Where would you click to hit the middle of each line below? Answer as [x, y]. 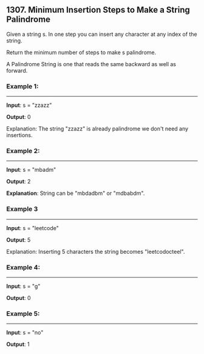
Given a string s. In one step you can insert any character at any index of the [102, 34]
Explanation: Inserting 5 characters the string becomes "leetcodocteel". [96, 251]
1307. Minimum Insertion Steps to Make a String [98, 10]
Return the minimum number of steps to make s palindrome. [81, 52]
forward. [17, 70]
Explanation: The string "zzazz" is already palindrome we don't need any [97, 129]
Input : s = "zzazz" [29, 105]
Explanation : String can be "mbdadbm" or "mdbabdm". [76, 193]
